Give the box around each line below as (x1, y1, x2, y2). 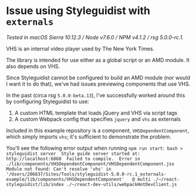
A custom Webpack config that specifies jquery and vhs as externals (14, 116, 181, 123)
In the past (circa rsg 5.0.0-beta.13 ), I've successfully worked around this (6, 92, 185, 99)
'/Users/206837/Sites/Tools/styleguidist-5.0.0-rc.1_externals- (6, 171, 167, 177)
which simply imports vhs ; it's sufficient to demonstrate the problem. (6, 133, 171, 140)
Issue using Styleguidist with (6, 4, 151, 18)
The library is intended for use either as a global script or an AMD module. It (6, 56, 190, 63)
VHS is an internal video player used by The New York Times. (6, 45, 154, 52)
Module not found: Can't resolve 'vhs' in (6, 166, 111, 172)
